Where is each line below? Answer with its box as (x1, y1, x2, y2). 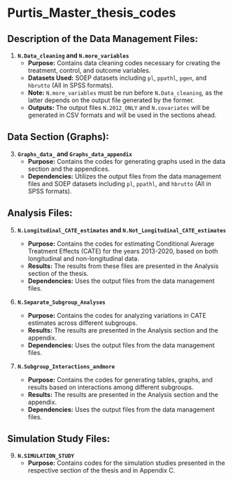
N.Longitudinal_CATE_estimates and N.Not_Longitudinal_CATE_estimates (17, 225, 226, 234)
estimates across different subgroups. (27, 319, 138, 327)
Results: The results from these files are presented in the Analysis (27, 261, 219, 270)
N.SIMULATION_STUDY (17, 453, 75, 460)
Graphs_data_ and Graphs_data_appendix (17, 149, 133, 158)
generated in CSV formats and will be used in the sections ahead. (27, 111, 217, 119)
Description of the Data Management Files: (7, 33, 198, 45)
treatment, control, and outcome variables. (27, 67, 151, 74)
